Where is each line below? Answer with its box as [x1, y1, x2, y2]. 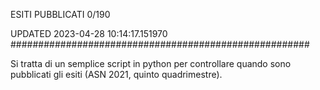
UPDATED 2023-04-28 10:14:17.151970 [10, 28, 168, 39]
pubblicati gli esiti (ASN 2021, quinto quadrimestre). [10, 69, 223, 80]
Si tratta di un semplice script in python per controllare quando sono [10, 58, 292, 69]
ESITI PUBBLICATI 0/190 [10, 9, 111, 20]
